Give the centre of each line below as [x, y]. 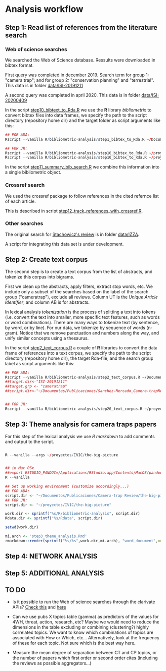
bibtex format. [19, 65]
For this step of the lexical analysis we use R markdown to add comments [80, 436]
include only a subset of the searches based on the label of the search [77, 291]
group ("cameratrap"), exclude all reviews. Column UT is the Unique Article [82, 297]
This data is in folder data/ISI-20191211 [44, 85]
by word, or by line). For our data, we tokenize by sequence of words [75, 328]
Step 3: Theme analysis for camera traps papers [81, 424]
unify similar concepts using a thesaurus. [47, 338]
